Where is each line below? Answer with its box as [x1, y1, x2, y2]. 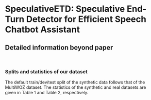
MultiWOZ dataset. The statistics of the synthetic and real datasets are [5, 84, 147, 90]
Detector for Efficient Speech [26, 14, 147, 25]
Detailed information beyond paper [5, 43, 113, 51]
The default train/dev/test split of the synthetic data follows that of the [5, 79, 145, 85]
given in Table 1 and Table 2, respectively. [5, 90, 88, 96]
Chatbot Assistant [5, 24, 80, 35]
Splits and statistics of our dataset [5, 68, 88, 75]
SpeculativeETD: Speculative [5, 3, 125, 15]
